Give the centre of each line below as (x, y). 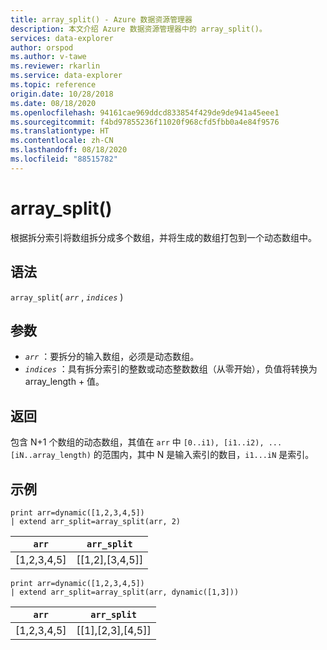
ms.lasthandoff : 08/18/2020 (69, 150)
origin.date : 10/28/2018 (62, 94)
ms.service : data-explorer (66, 76)
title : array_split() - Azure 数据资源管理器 (101, 19)
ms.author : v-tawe (48, 57)
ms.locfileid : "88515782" (64, 159)
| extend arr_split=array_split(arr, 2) (96, 521)
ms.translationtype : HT (60, 131)
